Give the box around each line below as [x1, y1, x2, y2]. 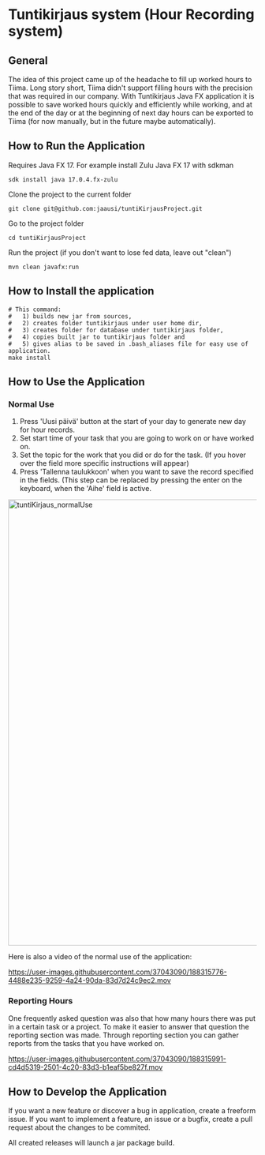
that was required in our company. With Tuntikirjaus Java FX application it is [8, 92, 255, 100]
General [8, 54, 49, 67]
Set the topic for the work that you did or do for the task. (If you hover [19, 450, 247, 459]
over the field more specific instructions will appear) [19, 459, 189, 468]
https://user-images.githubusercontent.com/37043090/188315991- [8, 1054, 227, 1063]
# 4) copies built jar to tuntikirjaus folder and [8, 333, 185, 341]
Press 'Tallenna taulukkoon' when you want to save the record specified [19, 467, 254, 477]
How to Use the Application [8, 375, 145, 388]
